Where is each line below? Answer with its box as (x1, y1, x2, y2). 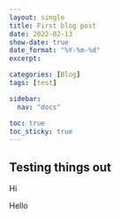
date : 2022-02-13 (9, 29, 73, 38)
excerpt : (9, 54, 41, 63)
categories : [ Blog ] (9, 70, 81, 80)
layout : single (9, 12, 65, 22)
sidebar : (9, 94, 41, 103)
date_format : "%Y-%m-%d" (9, 46, 101, 55)
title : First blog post (9, 21, 97, 30)
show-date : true (9, 37, 69, 47)
